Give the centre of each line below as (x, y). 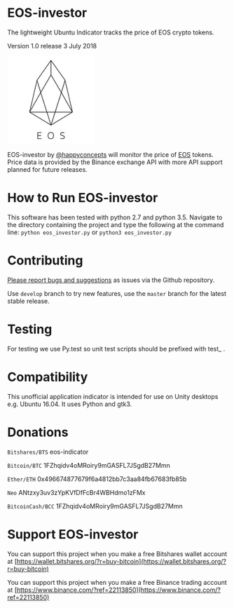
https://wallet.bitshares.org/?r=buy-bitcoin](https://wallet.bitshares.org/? (121, 561)
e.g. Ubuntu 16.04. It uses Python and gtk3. (70, 404)
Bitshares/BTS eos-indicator (48, 452)
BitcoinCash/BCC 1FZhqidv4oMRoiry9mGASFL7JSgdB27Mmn (95, 506)
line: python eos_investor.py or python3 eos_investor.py (89, 232)
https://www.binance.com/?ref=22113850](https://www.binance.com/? (118, 590)
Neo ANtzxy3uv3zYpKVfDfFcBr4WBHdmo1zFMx (76, 492)
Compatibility (48, 377)
